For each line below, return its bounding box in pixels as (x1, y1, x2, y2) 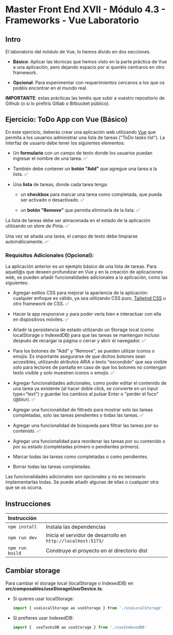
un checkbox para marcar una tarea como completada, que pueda (20, 191, 162, 197)
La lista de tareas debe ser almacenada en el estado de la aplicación (5, 217, 151, 223)
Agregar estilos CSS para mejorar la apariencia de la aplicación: (12, 289, 148, 296)
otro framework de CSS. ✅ (12, 301, 70, 307)
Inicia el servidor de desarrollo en (45, 531, 127, 538)
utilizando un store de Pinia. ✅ (5, 223, 70, 229)
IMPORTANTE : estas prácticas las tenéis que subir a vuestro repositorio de (5, 95, 165, 101)
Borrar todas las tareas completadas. (12, 464, 92, 470)
